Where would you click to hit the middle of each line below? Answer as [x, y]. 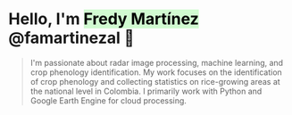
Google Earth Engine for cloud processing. [108, 100]
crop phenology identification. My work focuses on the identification [156, 72]
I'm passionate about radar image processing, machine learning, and [156, 62]
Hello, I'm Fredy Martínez [104, 19]
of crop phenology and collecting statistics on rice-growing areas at [155, 81]
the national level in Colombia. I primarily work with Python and [146, 91]
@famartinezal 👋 [71, 38]
